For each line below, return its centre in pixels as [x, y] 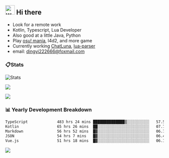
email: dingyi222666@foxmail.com [49, 51]
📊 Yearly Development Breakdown [49, 110]
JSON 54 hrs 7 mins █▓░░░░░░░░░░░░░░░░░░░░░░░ [77, 136]
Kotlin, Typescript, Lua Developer [47, 30]
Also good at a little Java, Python [47, 35]
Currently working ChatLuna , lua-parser [54, 46]
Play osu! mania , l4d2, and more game [52, 40]
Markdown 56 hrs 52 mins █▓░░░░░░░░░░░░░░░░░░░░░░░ [77, 131]
